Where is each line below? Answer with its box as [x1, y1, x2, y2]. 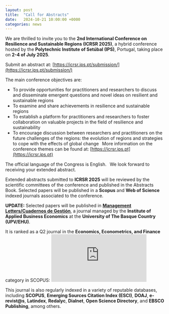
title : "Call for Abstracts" [5, 12, 70, 17]
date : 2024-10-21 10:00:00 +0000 [5, 17, 81, 22]
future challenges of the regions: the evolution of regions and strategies [12, 135, 163, 141]
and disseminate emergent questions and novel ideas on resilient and [12, 92, 158, 98]
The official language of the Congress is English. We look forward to [5, 161, 150, 168]
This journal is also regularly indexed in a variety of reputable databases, [5, 287, 157, 293]
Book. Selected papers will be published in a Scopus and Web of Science [5, 187, 160, 194]
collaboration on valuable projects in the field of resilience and [12, 119, 143, 125]
